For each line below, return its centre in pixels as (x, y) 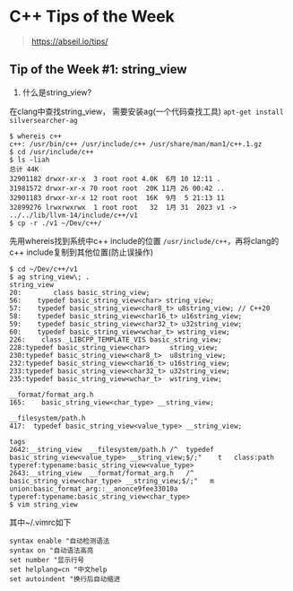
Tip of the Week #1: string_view (98, 70)
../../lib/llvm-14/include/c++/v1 (74, 215)
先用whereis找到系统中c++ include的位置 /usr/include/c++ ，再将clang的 (144, 240)
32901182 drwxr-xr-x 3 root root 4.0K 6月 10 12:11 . (115, 178)
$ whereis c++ (36, 136)
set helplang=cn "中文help (58, 569)
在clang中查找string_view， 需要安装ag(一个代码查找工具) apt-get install (146, 111)
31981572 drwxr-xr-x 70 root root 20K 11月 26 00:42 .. (117, 188)
